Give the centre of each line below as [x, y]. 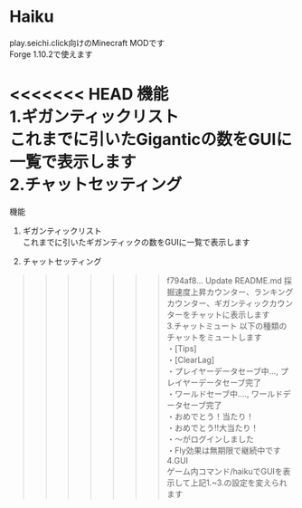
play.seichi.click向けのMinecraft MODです [87, 43]
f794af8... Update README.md [224, 280]
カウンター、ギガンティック [218, 303]
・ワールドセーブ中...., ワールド [225, 393]
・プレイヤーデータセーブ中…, [222, 371]
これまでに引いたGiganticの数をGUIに [151, 140]
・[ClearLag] [191, 359]
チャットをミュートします [214, 337]
